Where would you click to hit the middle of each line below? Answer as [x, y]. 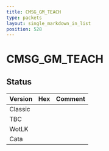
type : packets [24, 18]
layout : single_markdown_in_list [49, 23]
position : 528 [24, 29]
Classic [20, 109]
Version [21, 99]
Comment [70, 99]
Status [19, 82]
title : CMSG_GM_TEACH [34, 12]
